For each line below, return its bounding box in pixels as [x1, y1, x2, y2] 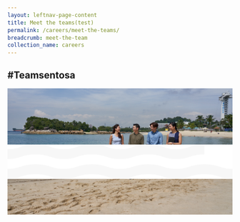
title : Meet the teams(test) [7, 19, 94, 26]
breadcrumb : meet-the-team [7, 34, 88, 41]
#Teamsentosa [7, 69, 76, 81]
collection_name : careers [7, 41, 84, 49]
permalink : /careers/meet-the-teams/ [7, 26, 120, 34]
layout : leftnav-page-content [7, 11, 98, 19]
